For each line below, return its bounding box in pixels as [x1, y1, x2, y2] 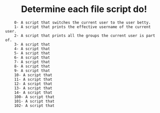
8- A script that [14, 63, 50, 68]
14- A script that [14, 90, 52, 95]
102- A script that [14, 103, 55, 108]
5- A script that [14, 50, 50, 55]
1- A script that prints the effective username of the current [14, 24, 151, 29]
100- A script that [14, 94, 55, 99]
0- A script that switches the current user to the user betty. [14, 20, 151, 25]
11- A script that [14, 76, 52, 82]
